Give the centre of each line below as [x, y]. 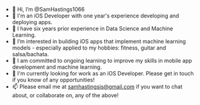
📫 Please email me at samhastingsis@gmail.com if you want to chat [97, 87]
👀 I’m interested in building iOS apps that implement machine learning [99, 41]
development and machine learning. [57, 67]
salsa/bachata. [30, 54]
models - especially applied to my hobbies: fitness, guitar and [89, 48]
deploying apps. [32, 22]
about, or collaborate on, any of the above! [65, 95]
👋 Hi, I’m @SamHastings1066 [48, 9]
